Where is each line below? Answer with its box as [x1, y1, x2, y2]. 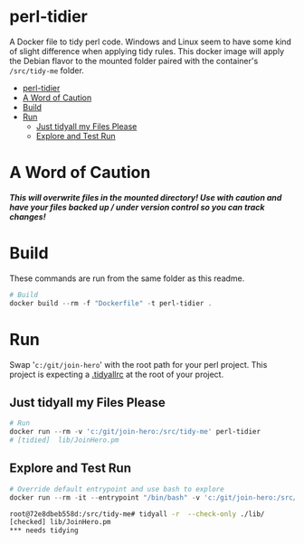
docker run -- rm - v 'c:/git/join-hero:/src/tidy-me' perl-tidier [9, 427, 261, 436]
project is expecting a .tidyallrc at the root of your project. [9, 369, 224, 380]
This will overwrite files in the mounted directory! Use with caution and [9, 192, 282, 202]
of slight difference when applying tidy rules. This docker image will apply [9, 45, 285, 56]
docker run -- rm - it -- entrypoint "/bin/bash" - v [9, 492, 201, 502]
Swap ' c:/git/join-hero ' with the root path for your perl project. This [9, 359, 268, 370]
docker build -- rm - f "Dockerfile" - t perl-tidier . [9, 298, 213, 308]
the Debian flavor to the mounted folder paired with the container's [9, 55, 259, 66]
